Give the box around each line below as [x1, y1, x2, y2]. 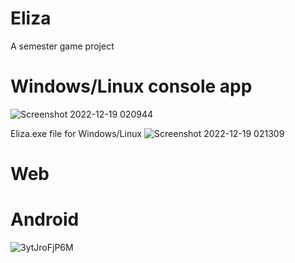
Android [10, 208, 80, 231]
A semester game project [10, 40, 115, 52]
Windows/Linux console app [10, 75, 253, 98]
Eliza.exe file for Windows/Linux [10, 127, 143, 139]
